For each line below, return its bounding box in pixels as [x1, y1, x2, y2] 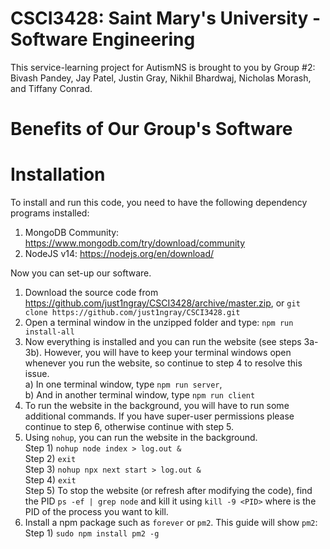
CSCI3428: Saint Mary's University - [10, 7, 322, 30]
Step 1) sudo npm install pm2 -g [24, 527, 160, 539]
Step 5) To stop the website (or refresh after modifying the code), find [24, 485, 313, 497]
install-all [24, 327, 75, 337]
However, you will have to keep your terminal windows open [43, 347, 292, 359]
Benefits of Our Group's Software [10, 118, 293, 141]
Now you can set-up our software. [10, 267, 152, 279]
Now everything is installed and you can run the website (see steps [24, 336, 302, 348]
